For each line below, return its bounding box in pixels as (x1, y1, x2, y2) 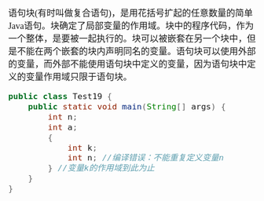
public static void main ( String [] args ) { (27, 100, 226, 111)
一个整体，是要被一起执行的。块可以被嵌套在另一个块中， (8, 34, 247, 44)
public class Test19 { (8, 91, 112, 101)
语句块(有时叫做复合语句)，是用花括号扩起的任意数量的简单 (8, 8, 253, 19)
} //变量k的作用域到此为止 (47, 163, 156, 174)
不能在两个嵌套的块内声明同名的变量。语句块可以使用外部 (16, 46, 256, 57)
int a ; (47, 122, 78, 133)
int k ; (67, 142, 98, 153)
